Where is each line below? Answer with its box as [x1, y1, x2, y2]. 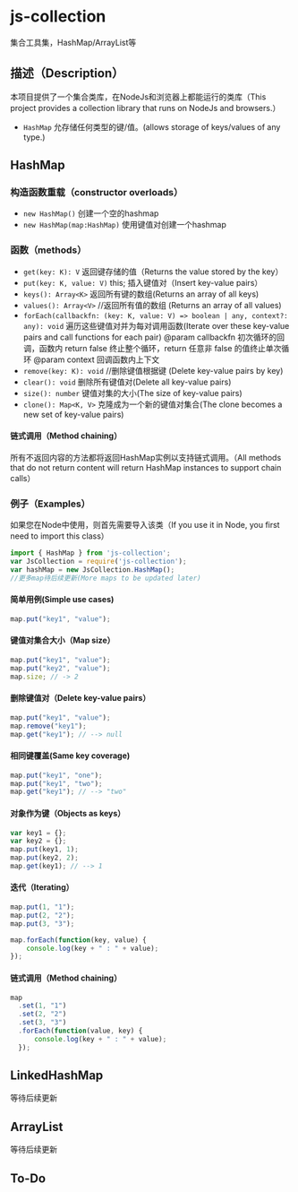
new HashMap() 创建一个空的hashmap [22, 208, 159, 219]
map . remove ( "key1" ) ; [10, 721, 88, 730]
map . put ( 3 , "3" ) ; [10, 919, 75, 929]
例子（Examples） [10, 497, 90, 510]
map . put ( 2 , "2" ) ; [10, 911, 75, 920]
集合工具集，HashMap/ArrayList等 [10, 37, 137, 48]
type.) [22, 132, 46, 143]
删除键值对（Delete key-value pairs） [10, 693, 151, 704]
